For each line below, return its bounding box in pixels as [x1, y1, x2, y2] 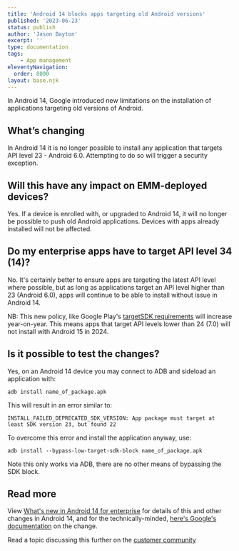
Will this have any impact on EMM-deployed [7, 179, 208, 191]
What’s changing [7, 124, 85, 136]
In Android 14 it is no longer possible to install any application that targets [7, 143, 223, 152]
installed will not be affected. [7, 225, 93, 233]
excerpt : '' [7, 37, 43, 44]
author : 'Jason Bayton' [7, 30, 78, 38]
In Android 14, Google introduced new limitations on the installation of [7, 96, 212, 105]
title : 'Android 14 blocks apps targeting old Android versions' [7, 10, 205, 18]
